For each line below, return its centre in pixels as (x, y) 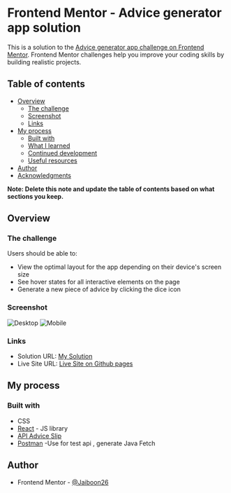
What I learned (49, 146)
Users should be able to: (43, 254)
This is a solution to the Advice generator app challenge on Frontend (106, 47)
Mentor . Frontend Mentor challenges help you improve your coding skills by (116, 55)
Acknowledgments (44, 175)
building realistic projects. (44, 62)
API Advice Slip (39, 436)
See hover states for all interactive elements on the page (98, 282)
